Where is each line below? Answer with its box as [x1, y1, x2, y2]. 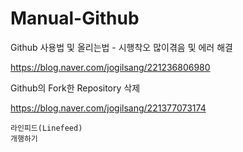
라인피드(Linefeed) [10, 123, 83, 133]
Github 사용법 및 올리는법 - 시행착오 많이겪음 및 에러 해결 [10, 41, 233, 53]
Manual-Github [10, 7, 140, 30]
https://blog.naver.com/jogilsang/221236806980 [10, 61, 211, 73]
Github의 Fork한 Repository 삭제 [10, 82, 141, 94]
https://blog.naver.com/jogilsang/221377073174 [10, 102, 207, 114]
